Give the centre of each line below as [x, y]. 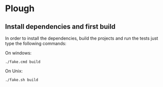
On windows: [18, 53]
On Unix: [14, 71]
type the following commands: [36, 43]
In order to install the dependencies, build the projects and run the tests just [82, 38]
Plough [20, 9]
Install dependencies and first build [60, 27]
